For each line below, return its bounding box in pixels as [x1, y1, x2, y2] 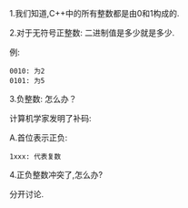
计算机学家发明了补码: [9, 113, 93, 123]
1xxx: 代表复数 [9, 152, 62, 161]
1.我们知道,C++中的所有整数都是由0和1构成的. [9, 8, 180, 18]
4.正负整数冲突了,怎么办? [9, 170, 103, 180]
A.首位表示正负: [9, 132, 68, 143]
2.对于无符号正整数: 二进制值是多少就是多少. [9, 27, 175, 38]
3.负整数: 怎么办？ [9, 94, 77, 104]
